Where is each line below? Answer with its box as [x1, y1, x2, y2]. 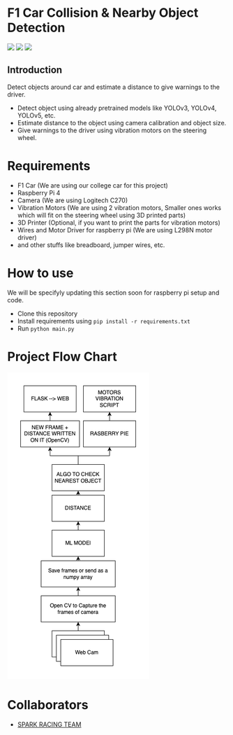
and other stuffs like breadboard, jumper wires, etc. [17, 240, 165, 249]
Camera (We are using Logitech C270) [17, 196, 128, 204]
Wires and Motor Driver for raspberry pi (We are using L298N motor [17, 225, 213, 234]
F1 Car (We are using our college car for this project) [17, 181, 169, 190]
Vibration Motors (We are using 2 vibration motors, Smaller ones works [17, 203, 222, 211]
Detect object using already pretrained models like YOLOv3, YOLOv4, [17, 104, 217, 112]
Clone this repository [17, 309, 78, 318]
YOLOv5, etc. [17, 111, 56, 120]
